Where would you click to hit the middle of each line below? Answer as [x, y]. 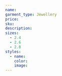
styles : [13, 51]
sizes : [12, 33]
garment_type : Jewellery [31, 14]
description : [19, 28]
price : [12, 19]
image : [21, 65]
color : [21, 61]
